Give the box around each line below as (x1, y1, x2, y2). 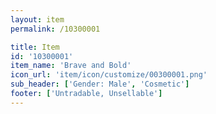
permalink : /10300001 (10, 24, 101, 34)
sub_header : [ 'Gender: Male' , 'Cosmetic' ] (10, 79, 190, 90)
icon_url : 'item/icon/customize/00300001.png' (10, 70, 208, 80)
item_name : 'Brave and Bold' (10, 61, 132, 71)
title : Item (10, 42, 60, 52)
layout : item (10, 14, 65, 25)
